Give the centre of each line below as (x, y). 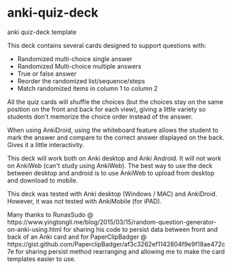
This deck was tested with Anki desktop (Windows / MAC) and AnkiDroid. (112, 194)
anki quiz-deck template (42, 32)
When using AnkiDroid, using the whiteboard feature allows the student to (113, 130)
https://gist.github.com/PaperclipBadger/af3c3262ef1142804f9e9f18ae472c (116, 244)
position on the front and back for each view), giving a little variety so (107, 109)
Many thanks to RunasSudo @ (50, 214)
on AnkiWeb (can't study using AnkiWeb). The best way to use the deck (110, 165)
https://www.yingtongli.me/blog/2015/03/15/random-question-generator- (112, 222)
